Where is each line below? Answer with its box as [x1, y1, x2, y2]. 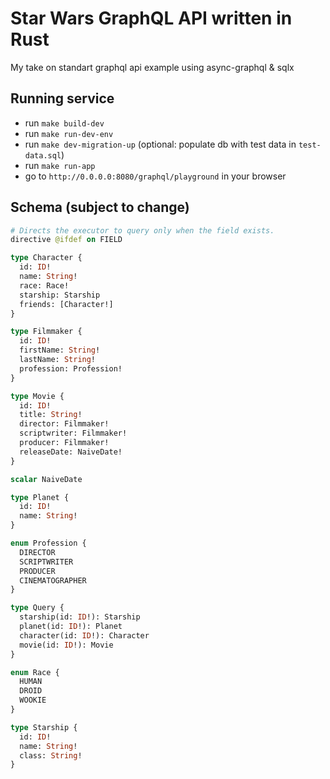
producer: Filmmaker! [19, 438, 110, 448]
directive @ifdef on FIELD [10, 235, 123, 245]
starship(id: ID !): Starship [19, 612, 141, 622]
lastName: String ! [19, 355, 97, 365]
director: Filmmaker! [19, 419, 110, 429]
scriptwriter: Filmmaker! [19, 428, 128, 439]
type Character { [10, 253, 83, 263]
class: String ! [19, 750, 83, 761]
